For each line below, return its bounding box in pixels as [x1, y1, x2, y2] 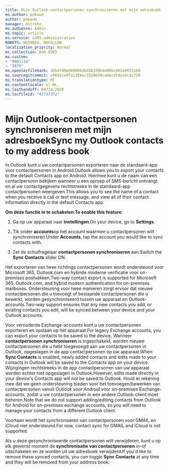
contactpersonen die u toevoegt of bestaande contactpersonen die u [5, 291, 148, 297]
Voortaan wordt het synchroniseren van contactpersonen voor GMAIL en [5, 417, 156, 423]
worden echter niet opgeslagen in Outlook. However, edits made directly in [5, 370, 159, 376]
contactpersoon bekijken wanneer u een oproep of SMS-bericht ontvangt [5, 178, 157, 184]
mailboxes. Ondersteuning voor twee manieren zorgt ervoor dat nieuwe [5, 285, 153, 292]
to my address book [5, 145, 90, 156]
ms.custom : [5, 54, 28, 59]
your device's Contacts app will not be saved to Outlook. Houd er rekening [5, 375, 159, 381]
